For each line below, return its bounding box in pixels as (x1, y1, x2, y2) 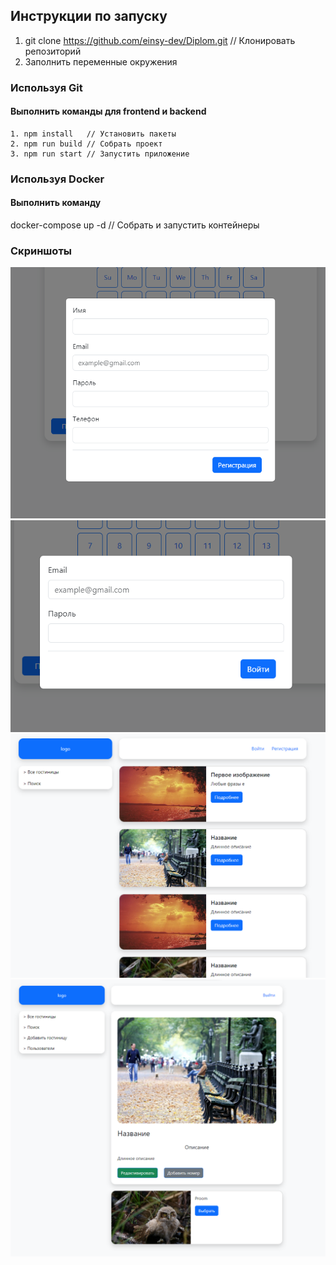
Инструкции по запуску (10, 8, 168, 25)
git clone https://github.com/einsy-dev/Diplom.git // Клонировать (24, 34, 296, 46)
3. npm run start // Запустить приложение (10, 149, 190, 159)
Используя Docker (10, 172, 105, 186)
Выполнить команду (10, 197, 102, 209)
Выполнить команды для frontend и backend (10, 105, 207, 118)
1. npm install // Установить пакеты (10, 129, 177, 139)
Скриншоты (10, 244, 73, 258)
